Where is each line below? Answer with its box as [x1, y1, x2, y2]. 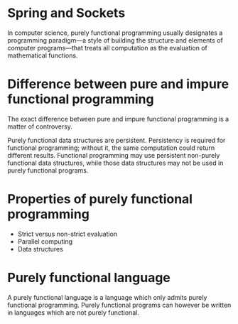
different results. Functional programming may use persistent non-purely [7, 151, 220, 159]
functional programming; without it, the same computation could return [7, 144, 215, 152]
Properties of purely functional [7, 191, 193, 207]
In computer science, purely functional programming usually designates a [7, 28, 223, 37]
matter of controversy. [7, 122, 73, 131]
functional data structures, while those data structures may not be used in [7, 158, 224, 167]
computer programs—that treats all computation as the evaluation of [7, 43, 208, 52]
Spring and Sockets [7, 5, 126, 21]
